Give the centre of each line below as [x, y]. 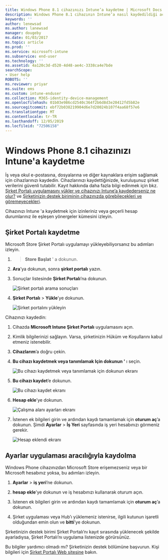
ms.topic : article [24, 42]
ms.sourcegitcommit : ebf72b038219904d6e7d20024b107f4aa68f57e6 [72, 107]
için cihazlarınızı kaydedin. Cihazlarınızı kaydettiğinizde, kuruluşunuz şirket [82, 180]
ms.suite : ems [20, 89]
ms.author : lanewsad [27, 28]
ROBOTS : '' [16, 79]
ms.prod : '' [17, 47]
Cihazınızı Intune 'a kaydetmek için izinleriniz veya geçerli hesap [71, 211]
